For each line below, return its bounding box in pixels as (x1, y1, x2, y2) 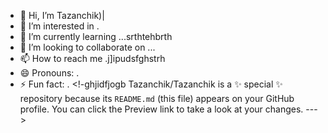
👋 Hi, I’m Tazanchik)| (19, 10, 105, 21)
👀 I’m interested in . (19, 20, 100, 32)
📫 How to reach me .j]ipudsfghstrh (19, 53, 166, 64)
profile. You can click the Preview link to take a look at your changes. (19, 103, 304, 115)
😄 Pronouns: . (19, 67, 80, 79)
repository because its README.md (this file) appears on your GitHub (19, 93, 295, 104)
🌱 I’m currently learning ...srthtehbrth (19, 31, 173, 42)
